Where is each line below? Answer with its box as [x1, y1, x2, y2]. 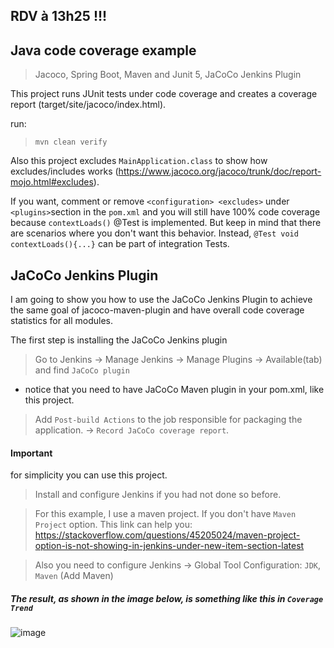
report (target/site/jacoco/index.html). [10, 99, 167, 111]
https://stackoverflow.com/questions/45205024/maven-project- [34, 529, 301, 541]
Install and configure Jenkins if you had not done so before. [34, 489, 282, 501]
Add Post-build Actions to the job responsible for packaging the [34, 414, 303, 426]
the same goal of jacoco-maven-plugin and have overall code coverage [10, 304, 305, 316]
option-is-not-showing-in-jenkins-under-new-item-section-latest [34, 540, 305, 552]
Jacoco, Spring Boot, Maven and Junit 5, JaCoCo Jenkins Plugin [34, 69, 302, 81]
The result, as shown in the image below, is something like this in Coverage [10, 592, 324, 604]
